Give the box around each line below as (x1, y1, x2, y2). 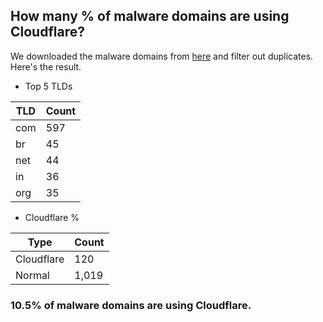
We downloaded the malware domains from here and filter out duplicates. (10, 50, 314, 62)
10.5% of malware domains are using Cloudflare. (10, 298, 252, 312)
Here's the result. (10, 60, 82, 73)
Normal (15, 268, 50, 282)
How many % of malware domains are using (10, 8, 290, 25)
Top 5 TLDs (24, 80, 73, 92)
